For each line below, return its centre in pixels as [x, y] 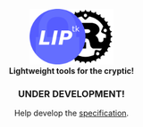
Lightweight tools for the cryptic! [71, 71]
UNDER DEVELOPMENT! [71, 93]
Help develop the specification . [71, 113]
